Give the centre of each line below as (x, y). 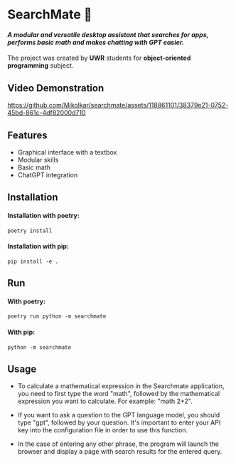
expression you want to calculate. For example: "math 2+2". (105, 401)
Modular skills (38, 160)
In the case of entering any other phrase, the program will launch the (118, 444)
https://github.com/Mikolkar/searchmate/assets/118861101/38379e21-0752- (118, 105)
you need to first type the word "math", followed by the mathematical (119, 394)
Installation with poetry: (43, 215)
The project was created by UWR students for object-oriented (99, 58)
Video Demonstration (56, 88)
